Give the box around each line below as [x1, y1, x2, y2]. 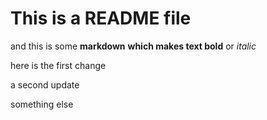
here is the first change [10, 59, 107, 71]
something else [10, 98, 74, 110]
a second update [10, 78, 80, 91]
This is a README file [10, 7, 192, 30]
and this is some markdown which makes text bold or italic [10, 40, 257, 52]
